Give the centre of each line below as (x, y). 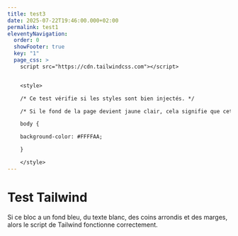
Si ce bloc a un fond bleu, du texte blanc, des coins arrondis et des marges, (118, 217)
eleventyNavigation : (38, 34)
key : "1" (27, 54)
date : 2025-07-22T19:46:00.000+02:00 (63, 21)
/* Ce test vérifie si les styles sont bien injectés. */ (107, 99)
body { (30, 124)
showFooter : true (39, 47)
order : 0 (27, 40)
